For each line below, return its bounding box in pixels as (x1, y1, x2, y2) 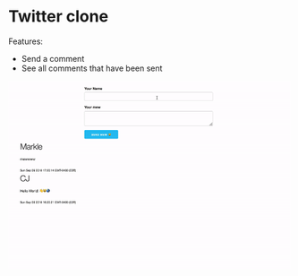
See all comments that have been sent (21, 63, 163, 73)
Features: (8, 36, 44, 47)
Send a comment (21, 53, 85, 64)
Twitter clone (8, 6, 109, 27)
